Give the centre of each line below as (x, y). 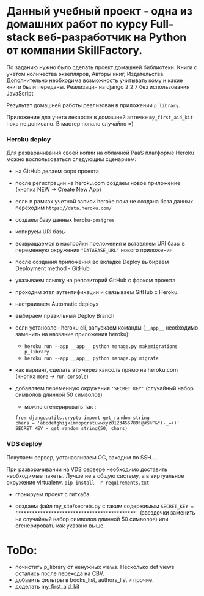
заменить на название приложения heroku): (72, 334)
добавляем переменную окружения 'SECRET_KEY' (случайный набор (104, 388)
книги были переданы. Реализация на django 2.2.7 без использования (98, 86)
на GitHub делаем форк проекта (57, 171)
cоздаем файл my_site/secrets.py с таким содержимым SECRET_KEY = (104, 506)
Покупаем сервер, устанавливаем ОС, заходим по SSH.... (82, 457)
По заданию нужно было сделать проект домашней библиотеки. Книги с (102, 67)
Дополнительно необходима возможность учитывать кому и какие (95, 80)
